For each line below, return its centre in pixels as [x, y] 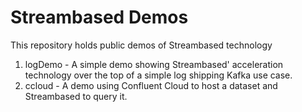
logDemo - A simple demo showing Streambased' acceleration [154, 64]
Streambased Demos [99, 17]
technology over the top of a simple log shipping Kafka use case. [158, 75]
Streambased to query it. [76, 96]
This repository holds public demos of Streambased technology [141, 45]
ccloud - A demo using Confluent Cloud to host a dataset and [151, 85]
